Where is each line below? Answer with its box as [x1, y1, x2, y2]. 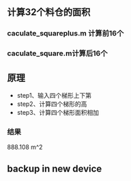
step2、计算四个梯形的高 [16, 100, 87, 108]
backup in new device [7, 163, 102, 174]
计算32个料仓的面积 [7, 6, 91, 18]
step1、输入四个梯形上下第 [16, 92, 92, 100]
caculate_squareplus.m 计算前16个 [7, 29, 124, 38]
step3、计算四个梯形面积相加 [16, 109, 100, 117]
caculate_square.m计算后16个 [7, 48, 108, 58]
